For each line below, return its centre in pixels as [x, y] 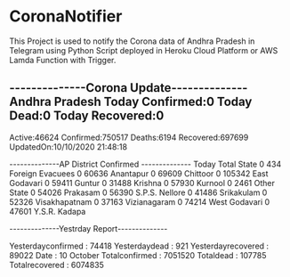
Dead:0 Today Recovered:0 [87, 116]
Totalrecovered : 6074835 [57, 265]
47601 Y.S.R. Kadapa [48, 211]
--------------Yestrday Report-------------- [89, 228]
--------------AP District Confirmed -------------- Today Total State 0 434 [145, 164]
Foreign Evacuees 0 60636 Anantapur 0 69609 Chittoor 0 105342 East [139, 173]
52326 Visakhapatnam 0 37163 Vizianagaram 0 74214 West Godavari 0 [140, 201]
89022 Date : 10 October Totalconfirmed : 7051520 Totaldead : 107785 [138, 255]
